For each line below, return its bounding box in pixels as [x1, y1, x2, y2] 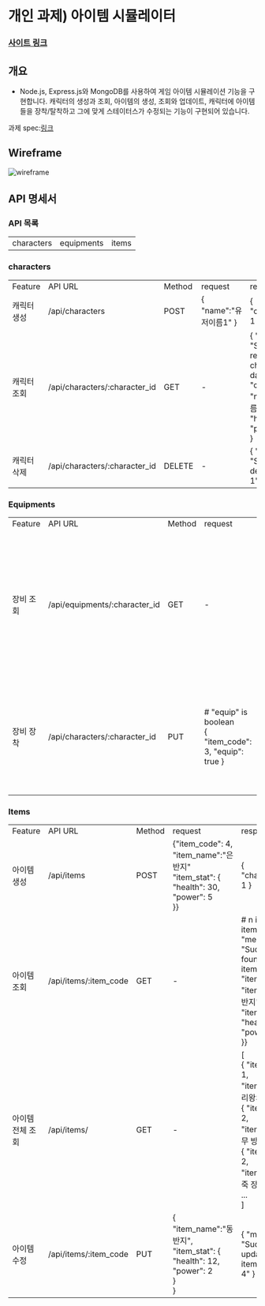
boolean [203, 717, 235, 728]
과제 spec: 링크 [8, 123, 54, 133]
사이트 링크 [8, 37, 48, 48]
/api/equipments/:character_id [48, 599, 160, 610]
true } [203, 756, 225, 767]
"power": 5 [172, 892, 213, 903]
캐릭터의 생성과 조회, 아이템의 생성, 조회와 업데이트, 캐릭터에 [49, 96, 234, 106]
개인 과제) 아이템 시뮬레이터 [8, 7, 176, 25]
